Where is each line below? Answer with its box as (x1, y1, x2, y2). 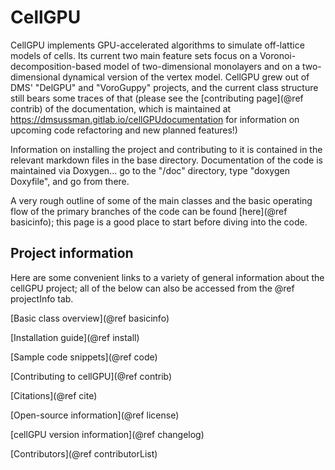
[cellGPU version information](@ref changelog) (10, 428, 205, 440)
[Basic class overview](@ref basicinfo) (10, 312, 170, 324)
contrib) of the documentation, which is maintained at (10, 102, 232, 115)
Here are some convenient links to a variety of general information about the (10, 271, 325, 283)
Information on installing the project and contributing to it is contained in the (10, 143, 323, 155)
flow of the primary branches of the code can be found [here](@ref (10, 205, 288, 217)
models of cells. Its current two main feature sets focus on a (10, 49, 258, 61)
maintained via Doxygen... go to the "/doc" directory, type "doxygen (10, 164, 290, 176)
